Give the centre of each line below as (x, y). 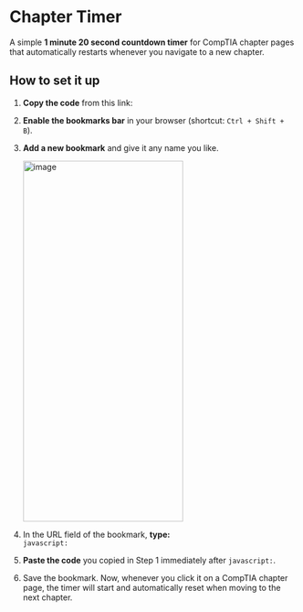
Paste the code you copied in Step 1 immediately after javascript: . (149, 560)
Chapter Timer (66, 17)
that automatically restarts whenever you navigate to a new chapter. (137, 51)
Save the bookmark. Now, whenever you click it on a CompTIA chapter (155, 577)
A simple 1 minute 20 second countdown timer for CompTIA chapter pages (152, 42)
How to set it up (55, 81)
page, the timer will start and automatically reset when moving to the (151, 587)
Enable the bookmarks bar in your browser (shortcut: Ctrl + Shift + (153, 120)
